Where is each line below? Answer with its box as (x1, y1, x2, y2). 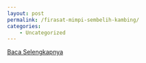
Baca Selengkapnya (7, 48, 64, 56)
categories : (7, 23, 41, 29)
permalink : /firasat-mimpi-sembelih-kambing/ (7, 16, 139, 23)
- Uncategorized (19, 29, 66, 36)
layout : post (7, 10, 45, 17)
